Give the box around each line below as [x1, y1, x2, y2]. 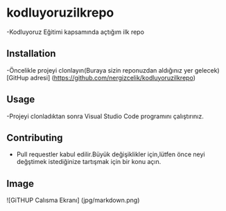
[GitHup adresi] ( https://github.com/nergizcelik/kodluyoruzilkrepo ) [6, 73, 195, 82]
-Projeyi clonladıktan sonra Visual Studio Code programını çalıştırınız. [6, 112, 204, 120]
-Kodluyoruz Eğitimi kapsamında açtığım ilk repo [6, 28, 145, 36]
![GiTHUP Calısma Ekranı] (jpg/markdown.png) [6, 196, 140, 205]
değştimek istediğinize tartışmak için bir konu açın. [16, 158, 162, 166]
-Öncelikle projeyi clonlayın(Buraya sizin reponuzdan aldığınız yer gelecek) [6, 66, 220, 74]
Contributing [6, 131, 63, 143]
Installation [6, 48, 56, 59]
